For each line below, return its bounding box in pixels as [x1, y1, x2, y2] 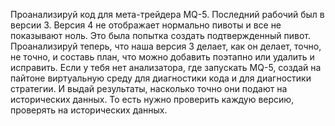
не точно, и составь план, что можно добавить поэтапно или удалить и [10, 51, 315, 63]
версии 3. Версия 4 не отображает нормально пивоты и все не [10, 19, 282, 31]
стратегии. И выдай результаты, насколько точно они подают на [10, 83, 288, 94]
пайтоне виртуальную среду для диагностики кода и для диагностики [10, 72, 312, 84]
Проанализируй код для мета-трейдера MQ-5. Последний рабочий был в [10, 9, 325, 20]
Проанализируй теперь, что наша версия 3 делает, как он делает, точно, [10, 40, 322, 52]
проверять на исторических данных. [10, 104, 168, 116]
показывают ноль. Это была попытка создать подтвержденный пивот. [10, 30, 311, 41]
